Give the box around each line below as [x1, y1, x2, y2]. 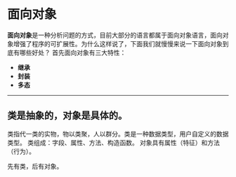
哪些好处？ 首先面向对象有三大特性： [19, 48, 126, 57]
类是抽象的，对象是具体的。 [7, 110, 128, 122]
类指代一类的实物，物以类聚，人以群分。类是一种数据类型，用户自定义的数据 [7, 129, 229, 138]
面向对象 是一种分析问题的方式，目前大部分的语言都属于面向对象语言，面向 [7, 31, 223, 39]
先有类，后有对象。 [7, 162, 63, 170]
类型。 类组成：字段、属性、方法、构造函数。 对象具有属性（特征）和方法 [7, 138, 220, 147]
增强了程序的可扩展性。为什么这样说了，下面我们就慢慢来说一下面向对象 [13, 39, 223, 48]
